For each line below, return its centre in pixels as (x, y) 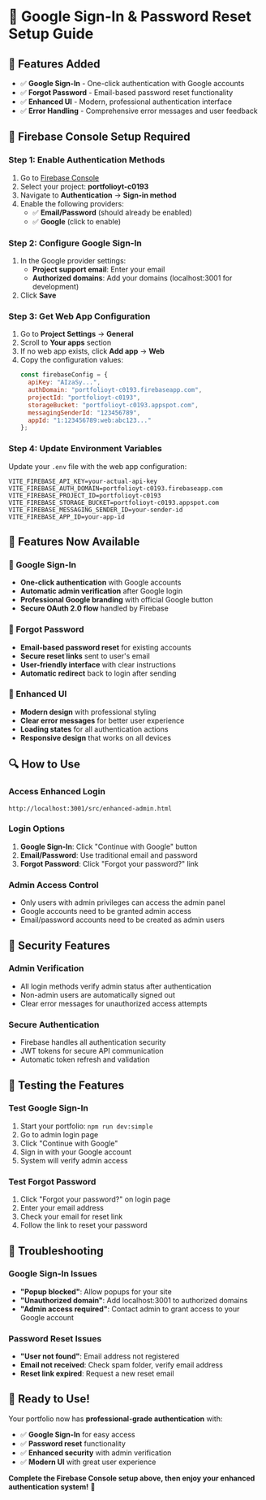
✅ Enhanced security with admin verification (96, 1452)
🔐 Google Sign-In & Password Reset (130, 17)
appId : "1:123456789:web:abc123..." (90, 420)
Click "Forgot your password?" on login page (95, 1199)
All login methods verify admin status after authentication (116, 986)
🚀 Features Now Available (74, 541)
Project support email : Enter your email (99, 269)
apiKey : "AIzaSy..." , (64, 383)
